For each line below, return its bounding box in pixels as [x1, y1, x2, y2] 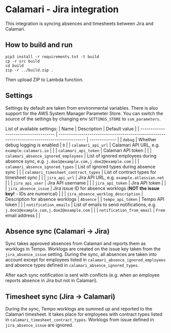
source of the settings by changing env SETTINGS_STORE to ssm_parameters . [5, 116, 161, 122]
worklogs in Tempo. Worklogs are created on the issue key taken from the [5, 246, 161, 252]
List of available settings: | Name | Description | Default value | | [5, 125, 139, 132]
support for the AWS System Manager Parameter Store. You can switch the [5, 110, 163, 116]
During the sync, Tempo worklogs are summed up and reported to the [5, 306, 153, 312]
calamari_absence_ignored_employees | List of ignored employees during [5, 152, 157, 159]
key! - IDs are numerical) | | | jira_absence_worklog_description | [5, 190, 143, 197]
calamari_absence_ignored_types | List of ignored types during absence [5, 163, 156, 169]
